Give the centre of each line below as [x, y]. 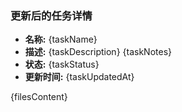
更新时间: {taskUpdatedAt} [79, 77]
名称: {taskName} [61, 39]
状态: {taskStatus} [62, 64]
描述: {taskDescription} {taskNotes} [98, 52]
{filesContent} [39, 97]
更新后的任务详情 [51, 15]
